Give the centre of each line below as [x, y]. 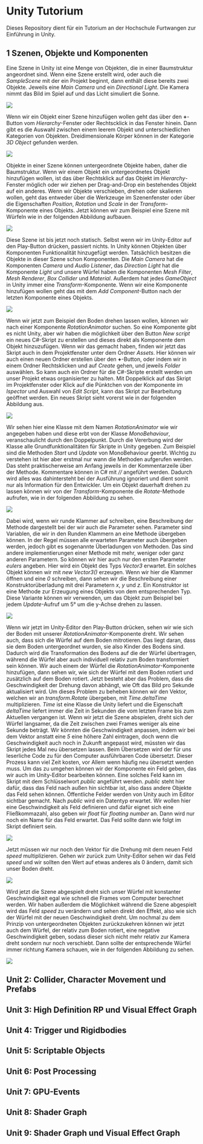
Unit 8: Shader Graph [47, 1112]
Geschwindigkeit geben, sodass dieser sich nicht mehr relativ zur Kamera [98, 936]
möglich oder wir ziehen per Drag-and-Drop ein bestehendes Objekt [111, 184]
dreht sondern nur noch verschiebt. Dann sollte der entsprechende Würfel [99, 943]
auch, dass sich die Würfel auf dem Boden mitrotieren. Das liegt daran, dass [101, 640]
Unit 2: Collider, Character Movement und [86, 980]
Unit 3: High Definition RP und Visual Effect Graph [101, 1010]
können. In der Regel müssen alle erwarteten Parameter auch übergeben [97, 540]
